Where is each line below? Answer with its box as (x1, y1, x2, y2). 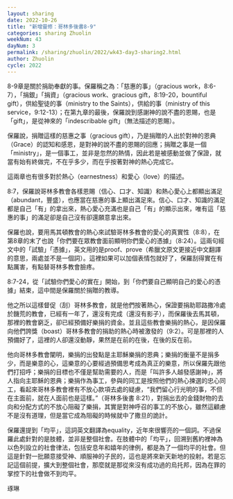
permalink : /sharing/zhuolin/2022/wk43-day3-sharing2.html (7, 49, 182, 56)
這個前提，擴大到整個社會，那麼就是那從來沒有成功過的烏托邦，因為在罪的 (12, 460, 226, 469)
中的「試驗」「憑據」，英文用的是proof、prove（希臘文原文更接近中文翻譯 (12, 245, 222, 254)
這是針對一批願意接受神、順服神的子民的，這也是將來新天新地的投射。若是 (7, 452, 220, 460)
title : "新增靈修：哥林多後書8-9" (7, 23, 96, 30)
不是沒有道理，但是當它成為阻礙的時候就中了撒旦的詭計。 (7, 411, 171, 419)
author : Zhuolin (7, 56, 54, 63)
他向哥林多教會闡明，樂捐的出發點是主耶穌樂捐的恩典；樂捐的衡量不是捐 (7, 350, 214, 359)
